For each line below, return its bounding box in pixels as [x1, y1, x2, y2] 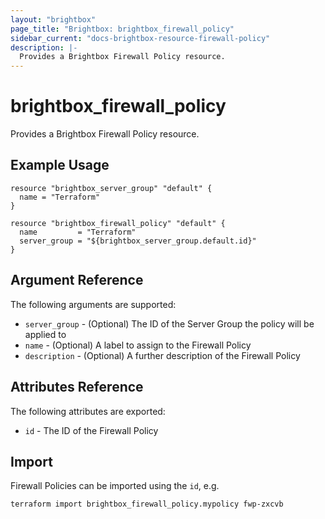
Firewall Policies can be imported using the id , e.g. [10, 480, 220, 492]
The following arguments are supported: [10, 298, 177, 310]
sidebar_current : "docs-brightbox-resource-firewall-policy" [10, 33, 271, 43]
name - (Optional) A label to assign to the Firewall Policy [24, 339, 252, 351]
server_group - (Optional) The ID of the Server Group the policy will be [24, 317, 315, 330]
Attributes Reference [10, 379, 144, 396]
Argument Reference [10, 272, 144, 289]
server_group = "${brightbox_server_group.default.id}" [19, 236, 257, 246]
